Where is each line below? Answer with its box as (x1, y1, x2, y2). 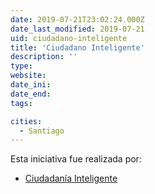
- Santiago (19, 126, 65, 136)
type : (10, 61, 33, 71)
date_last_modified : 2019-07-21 (10, 24, 145, 34)
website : (10, 71, 47, 81)
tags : (10, 98, 33, 108)
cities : (10, 116, 43, 126)
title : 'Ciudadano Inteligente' (10, 42, 145, 53)
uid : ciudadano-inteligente (10, 33, 128, 43)
